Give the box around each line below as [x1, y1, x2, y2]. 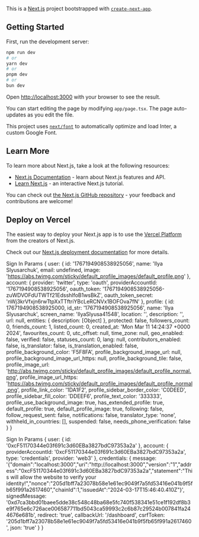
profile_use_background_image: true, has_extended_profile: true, [6, 399, 165, 406]
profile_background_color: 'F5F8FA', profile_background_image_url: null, [6, 348, 182, 355]
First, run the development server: [6, 38, 89, 45]
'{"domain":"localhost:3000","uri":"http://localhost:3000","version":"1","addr [6, 460, 192, 468]
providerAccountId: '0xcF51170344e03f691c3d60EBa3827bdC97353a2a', [6, 448, 187, 455]
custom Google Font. [6, 129, 57, 136]
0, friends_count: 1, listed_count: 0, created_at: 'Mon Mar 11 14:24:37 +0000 [6, 323, 191, 330]
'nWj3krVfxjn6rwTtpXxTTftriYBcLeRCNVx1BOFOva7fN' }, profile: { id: [6, 298, 175, 305]
